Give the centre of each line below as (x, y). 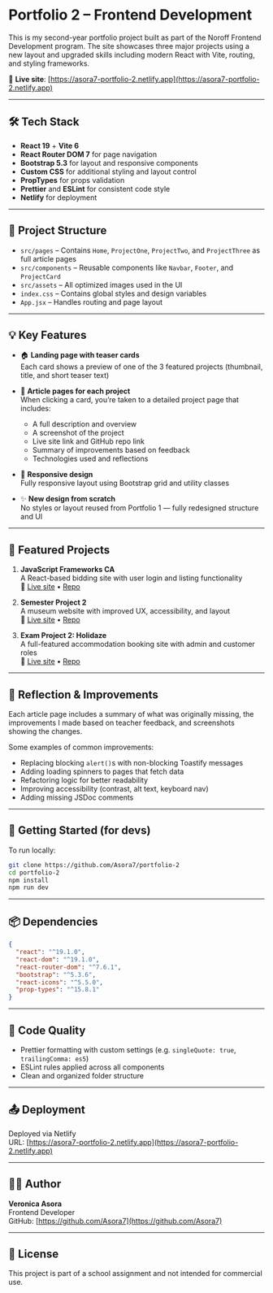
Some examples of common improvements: (81, 747)
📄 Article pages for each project (75, 391)
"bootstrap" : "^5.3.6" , (56, 974)
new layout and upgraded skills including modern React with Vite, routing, (132, 54)
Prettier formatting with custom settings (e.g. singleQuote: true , (128, 1049)
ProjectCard (40, 277)
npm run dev (28, 887)
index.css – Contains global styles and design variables (113, 293)
